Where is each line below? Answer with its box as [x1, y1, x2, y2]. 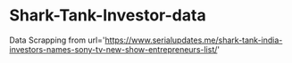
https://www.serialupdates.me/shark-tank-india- [104, 35, 283, 45]
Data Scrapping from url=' [9, 35, 105, 45]
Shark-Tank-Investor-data [9, 5, 207, 26]
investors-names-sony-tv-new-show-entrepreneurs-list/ [9, 43, 218, 54]
